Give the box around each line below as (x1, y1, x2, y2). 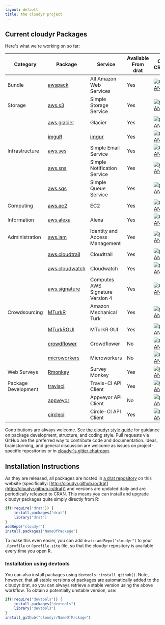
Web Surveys (7, 369, 38, 376)
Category (14, 61, 37, 68)
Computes (90, 277, 114, 283)
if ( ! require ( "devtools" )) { (5, 597, 63, 602)
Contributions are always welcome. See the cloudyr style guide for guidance (5, 427, 160, 433)
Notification (90, 165, 117, 172)
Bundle (7, 82, 24, 89)
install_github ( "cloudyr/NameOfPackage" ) (5, 615, 91, 620)
